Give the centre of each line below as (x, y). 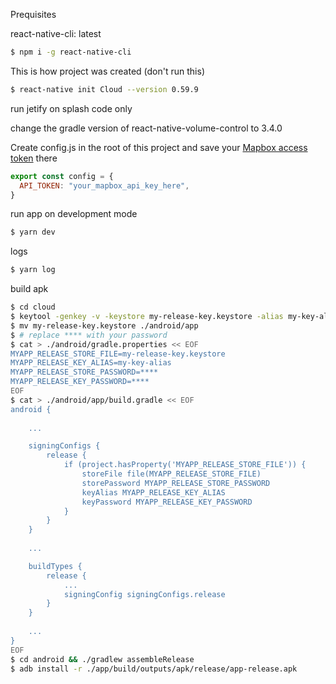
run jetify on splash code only (71, 108)
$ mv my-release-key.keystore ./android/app (104, 325)
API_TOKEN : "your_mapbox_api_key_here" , (104, 185)
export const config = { (62, 176)
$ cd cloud (33, 307)
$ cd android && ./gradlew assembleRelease (102, 659)
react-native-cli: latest (56, 33)
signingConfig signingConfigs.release (144, 594)
